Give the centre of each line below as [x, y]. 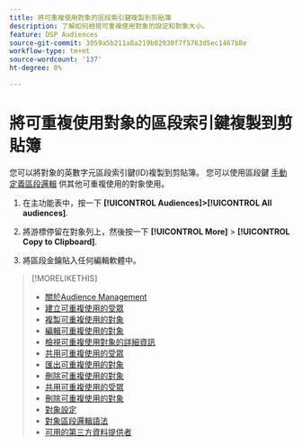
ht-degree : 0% [36, 68]
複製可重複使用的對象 [84, 319]
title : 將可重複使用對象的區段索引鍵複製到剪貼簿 [90, 18]
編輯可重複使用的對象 [84, 331]
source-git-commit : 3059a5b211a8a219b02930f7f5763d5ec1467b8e [128, 43]
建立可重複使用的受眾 [84, 308]
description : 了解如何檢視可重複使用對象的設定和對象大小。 [109, 26]
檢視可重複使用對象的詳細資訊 [100, 341]
